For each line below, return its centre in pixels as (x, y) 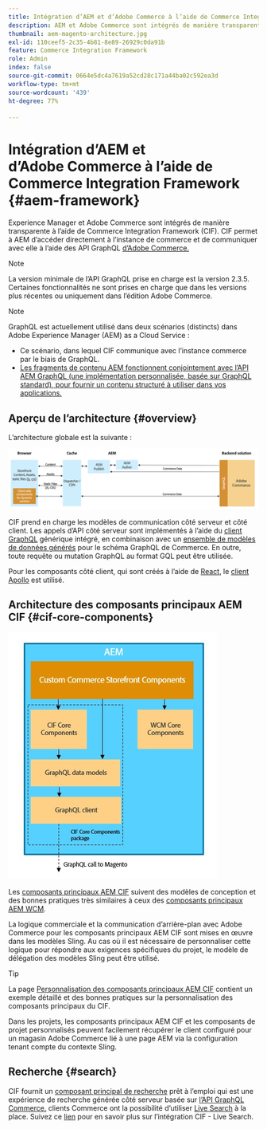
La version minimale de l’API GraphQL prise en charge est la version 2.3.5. (129, 279)
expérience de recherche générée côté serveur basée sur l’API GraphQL (126, 1099)
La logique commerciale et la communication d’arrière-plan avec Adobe (125, 924)
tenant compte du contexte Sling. (63, 1046)
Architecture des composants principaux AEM (125, 605)
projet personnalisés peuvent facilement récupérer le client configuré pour (130, 1029)
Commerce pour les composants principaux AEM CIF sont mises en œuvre (130, 932)
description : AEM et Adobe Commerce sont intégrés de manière (113, 25)
